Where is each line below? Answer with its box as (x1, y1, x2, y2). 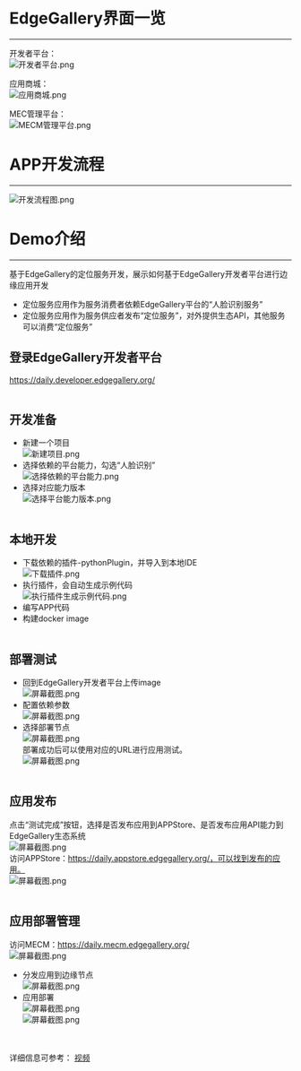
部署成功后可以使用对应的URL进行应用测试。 (21, 745, 188, 756)
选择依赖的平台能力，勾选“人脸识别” (21, 460, 156, 471)
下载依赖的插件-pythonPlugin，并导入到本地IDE (21, 557, 198, 568)
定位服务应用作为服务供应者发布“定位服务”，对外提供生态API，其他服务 (21, 310, 286, 321)
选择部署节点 (21, 722, 70, 733)
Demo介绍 (9, 229, 86, 249)
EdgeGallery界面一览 (9, 8, 166, 29)
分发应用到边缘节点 (21, 969, 94, 980)
